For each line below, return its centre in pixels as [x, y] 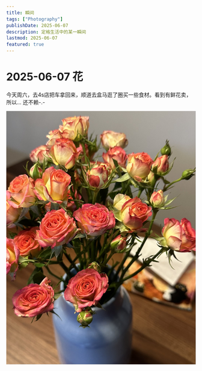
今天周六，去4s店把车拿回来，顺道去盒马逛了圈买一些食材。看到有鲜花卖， [99, 95]
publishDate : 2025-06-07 [37, 25]
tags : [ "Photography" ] [35, 19]
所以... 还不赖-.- [26, 102]
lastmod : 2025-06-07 [32, 38]
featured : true [25, 45]
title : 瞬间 [20, 13]
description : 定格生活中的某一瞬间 [46, 32]
